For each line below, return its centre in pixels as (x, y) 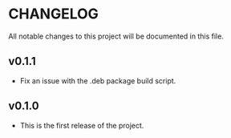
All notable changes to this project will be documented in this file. (116, 36)
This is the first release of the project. (82, 125)
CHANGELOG (53, 14)
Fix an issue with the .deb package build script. (98, 80)
